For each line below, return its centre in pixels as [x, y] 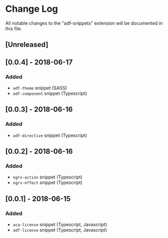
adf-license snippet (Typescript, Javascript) [60, 230]
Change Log [32, 9]
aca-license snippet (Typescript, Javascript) [60, 225]
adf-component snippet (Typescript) [50, 93]
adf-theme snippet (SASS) [40, 88]
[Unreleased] [27, 45]
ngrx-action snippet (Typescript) [48, 177]
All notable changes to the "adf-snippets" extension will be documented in [84, 23]
